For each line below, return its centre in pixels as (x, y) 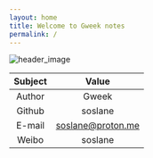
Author (31, 96)
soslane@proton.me (98, 126)
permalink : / (33, 34)
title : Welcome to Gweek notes (67, 26)
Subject (30, 81)
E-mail (31, 126)
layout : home (33, 17)
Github (30, 111)
